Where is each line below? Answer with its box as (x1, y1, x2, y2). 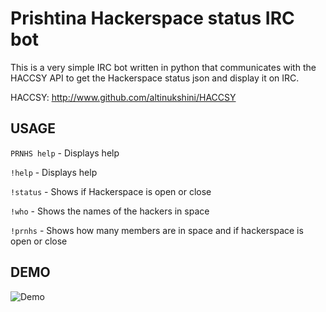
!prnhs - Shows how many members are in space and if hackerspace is (10, 224, 304, 236)
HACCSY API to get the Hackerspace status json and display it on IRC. (10, 72, 300, 84)
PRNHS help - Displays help (10, 147, 120, 159)
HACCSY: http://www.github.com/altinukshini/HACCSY (10, 91, 237, 103)
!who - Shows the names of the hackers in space (10, 205, 210, 217)
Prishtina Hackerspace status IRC (10, 7, 295, 30)
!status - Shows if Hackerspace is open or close (10, 185, 212, 197)
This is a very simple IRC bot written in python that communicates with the (10, 61, 317, 73)
